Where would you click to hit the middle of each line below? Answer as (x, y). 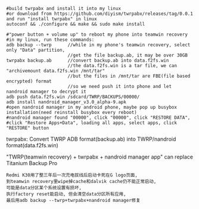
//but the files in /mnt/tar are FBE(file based (129, 76)
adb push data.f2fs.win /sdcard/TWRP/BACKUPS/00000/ (73, 97)
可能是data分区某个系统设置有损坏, (44, 188)
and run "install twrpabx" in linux (52, 19)
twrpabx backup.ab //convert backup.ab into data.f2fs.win (88, 61)
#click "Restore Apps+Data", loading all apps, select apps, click (92, 123)
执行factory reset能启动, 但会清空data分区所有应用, (66, 194)
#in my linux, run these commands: (50, 40)
